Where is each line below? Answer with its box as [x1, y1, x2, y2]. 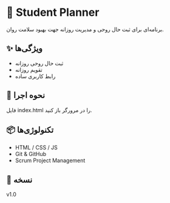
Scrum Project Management [15, 157, 86, 164]
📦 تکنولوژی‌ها [6, 124, 54, 135]
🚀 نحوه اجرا [6, 90, 46, 101]
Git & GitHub [15, 151, 47, 158]
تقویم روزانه [15, 66, 42, 73]
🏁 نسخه [6, 174, 33, 185]
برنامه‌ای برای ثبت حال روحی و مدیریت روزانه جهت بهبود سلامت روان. [6, 26, 164, 33]
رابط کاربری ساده [15, 73, 56, 80]
